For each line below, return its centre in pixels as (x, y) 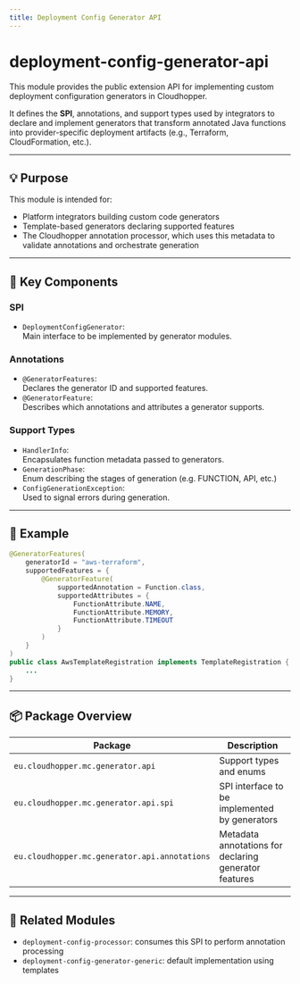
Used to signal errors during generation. (96, 497)
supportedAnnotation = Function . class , (131, 587)
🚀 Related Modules (62, 920)
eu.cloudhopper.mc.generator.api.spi (94, 803)
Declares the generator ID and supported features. (115, 388)
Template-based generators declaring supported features (128, 226)
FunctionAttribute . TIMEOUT (123, 621)
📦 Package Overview (71, 716)
